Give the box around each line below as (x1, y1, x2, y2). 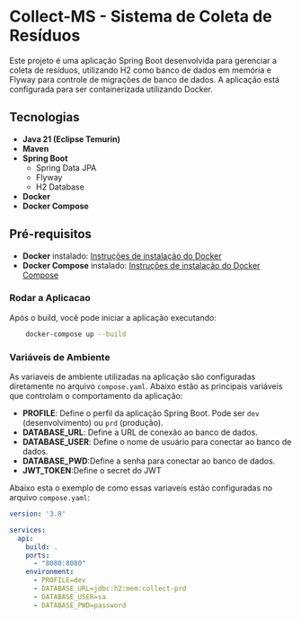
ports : (25, 551, 50, 560)
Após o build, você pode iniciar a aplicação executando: (9, 312, 217, 323)
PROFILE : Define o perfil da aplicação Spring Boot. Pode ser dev (22, 408, 260, 419)
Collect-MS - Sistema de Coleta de (9, 6, 272, 27)
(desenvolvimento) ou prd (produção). (22, 418, 164, 429)
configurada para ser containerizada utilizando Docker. (9, 84, 214, 94)
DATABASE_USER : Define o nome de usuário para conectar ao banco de (22, 437, 292, 447)
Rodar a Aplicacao (9, 292, 92, 305)
